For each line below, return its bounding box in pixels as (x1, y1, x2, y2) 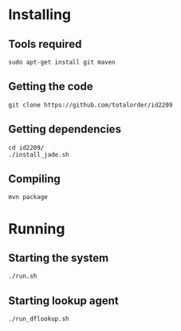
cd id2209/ (8, 143, 45, 152)
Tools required (8, 37, 82, 51)
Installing (8, 6, 72, 24)
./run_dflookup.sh (8, 315, 69, 323)
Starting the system (8, 251, 109, 265)
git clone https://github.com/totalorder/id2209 (8, 101, 173, 109)
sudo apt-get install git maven (8, 58, 116, 66)
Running (8, 220, 65, 238)
